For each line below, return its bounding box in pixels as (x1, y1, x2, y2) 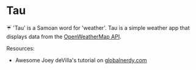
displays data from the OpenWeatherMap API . (6, 33, 122, 40)
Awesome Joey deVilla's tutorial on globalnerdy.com (15, 56, 148, 64)
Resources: (6, 44, 35, 52)
